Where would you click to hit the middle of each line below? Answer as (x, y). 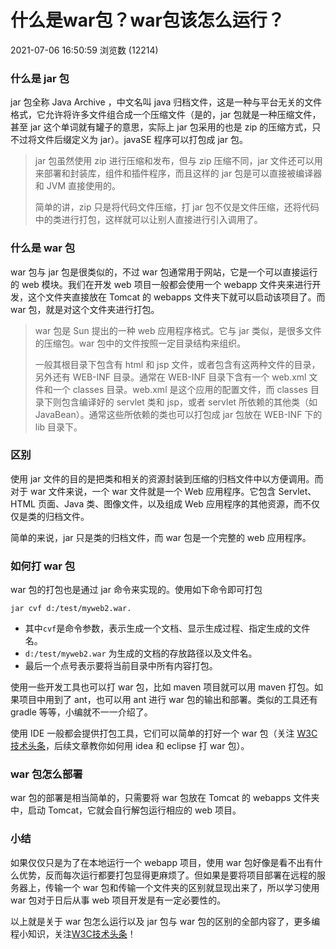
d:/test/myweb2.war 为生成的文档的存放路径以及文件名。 (141, 653)
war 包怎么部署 (46, 774)
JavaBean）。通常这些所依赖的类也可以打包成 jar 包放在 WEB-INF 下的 (178, 414)
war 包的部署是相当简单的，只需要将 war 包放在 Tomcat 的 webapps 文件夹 (165, 798)
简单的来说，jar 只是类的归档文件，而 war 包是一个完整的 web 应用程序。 (161, 537)
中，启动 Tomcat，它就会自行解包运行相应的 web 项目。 (126, 810)
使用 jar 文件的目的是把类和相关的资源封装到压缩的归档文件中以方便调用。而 (167, 478)
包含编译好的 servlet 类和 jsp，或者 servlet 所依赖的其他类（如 (189, 402)
